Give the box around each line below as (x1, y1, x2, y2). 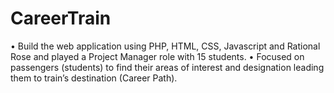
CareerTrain (10, 7, 112, 30)
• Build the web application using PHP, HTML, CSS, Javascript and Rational (10, 40, 321, 52)
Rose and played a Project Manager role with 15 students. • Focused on (10, 50, 305, 62)
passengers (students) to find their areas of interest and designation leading (10, 61, 325, 73)
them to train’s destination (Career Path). (10, 72, 178, 84)
